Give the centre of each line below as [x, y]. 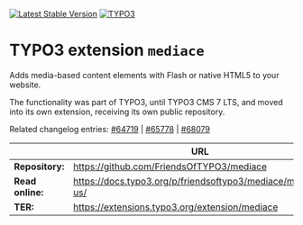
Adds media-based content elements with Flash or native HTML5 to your [144, 75]
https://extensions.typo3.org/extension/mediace [176, 207]
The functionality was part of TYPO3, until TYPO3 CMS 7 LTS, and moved [147, 102]
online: [29, 192]
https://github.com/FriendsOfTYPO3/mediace [170, 166]
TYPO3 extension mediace [107, 50]
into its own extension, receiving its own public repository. [117, 112]
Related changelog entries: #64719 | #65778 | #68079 [110, 129]
